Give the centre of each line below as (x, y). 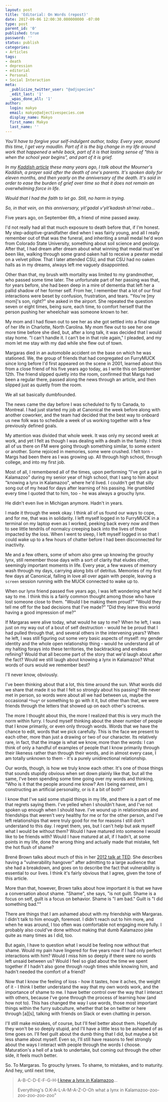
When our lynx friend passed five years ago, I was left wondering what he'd (83, 591)
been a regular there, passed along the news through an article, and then (81, 379)
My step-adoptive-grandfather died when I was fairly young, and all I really (82, 232)
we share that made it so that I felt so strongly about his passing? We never (83, 690)
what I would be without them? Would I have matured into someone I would (83, 831)
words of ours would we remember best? (48, 665)
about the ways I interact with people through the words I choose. (73, 1045)
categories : (18, 47)
